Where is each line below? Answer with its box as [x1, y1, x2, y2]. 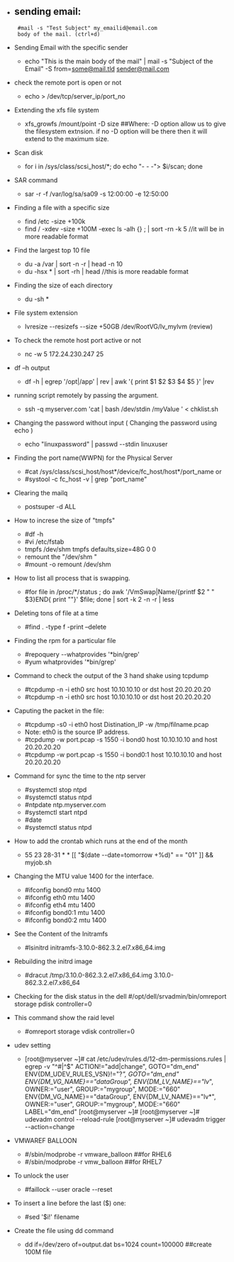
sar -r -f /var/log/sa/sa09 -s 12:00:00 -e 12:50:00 [24, 190, 169, 198]
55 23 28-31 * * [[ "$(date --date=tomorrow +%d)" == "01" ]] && [24, 850, 214, 859]
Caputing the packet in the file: [13, 706, 104, 715]
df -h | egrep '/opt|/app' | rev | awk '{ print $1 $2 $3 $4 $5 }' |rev [24, 377, 214, 385]
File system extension [13, 308, 78, 317]
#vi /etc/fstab [24, 537, 65, 546]
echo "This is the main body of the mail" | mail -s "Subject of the [24, 57, 213, 65]
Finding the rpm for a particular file [13, 636, 116, 644]
